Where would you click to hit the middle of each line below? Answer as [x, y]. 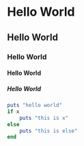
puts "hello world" [35, 106]
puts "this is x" [44, 118]
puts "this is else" [48, 131]
